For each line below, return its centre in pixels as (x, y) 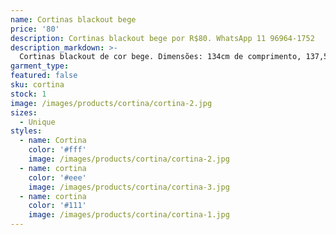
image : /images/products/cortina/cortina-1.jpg (129, 215)
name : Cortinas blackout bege (73, 19)
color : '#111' (57, 206)
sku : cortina (37, 85)
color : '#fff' (57, 150)
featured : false (44, 76)
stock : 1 (28, 94)
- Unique (37, 122)
